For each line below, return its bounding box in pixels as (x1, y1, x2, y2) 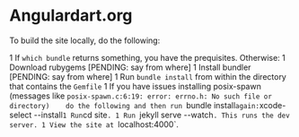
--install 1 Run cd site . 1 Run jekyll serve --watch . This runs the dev (33, 109, 290, 120)
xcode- (259, 99, 286, 110)
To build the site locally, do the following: (9, 35, 161, 46)
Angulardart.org (9, 5, 133, 26)
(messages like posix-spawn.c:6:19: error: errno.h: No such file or (9, 90, 272, 101)
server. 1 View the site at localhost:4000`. (9, 118, 180, 130)
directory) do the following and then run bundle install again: (9, 99, 260, 110)
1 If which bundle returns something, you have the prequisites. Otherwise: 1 (9, 52, 286, 63)
